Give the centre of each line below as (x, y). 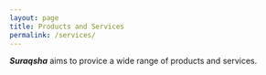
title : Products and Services (67, 27)
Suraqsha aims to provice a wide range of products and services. (133, 61)
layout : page (34, 18)
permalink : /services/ (53, 35)
